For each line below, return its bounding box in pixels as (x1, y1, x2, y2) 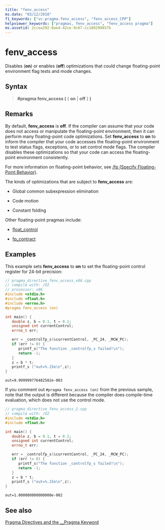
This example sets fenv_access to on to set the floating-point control (5, 263, 145, 269)
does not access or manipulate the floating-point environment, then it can (5, 128, 155, 134)
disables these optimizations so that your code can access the (5, 149, 132, 155)
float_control (12, 226, 38, 232)
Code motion (12, 198, 39, 203)
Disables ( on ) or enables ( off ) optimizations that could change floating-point (5, 63, 160, 69)
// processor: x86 (5, 287, 43, 292)
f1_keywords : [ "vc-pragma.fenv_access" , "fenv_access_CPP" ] (5, 16, 132, 21)
